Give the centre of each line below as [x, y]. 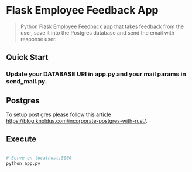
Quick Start [27, 57]
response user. [38, 39]
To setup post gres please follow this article [59, 114]
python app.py [23, 163]
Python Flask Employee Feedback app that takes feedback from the [102, 26]
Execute [21, 139]
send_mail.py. [27, 82]
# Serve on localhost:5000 [39, 158]
